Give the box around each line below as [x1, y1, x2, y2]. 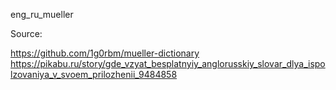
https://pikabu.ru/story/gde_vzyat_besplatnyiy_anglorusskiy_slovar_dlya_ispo [10, 58, 326, 69]
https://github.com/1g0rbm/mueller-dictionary [10, 47, 200, 59]
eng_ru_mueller [10, 9, 74, 20]
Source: [10, 28, 43, 39]
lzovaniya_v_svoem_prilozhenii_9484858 [10, 69, 178, 80]
